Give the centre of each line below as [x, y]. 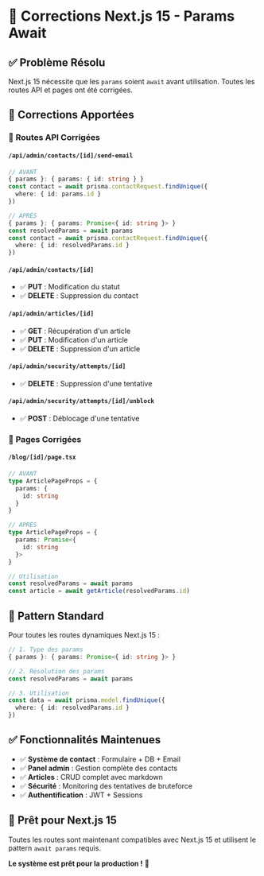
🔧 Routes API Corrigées [54, 138]
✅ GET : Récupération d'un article [75, 331]
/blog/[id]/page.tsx [43, 457]
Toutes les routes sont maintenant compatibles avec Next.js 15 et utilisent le [132, 839]
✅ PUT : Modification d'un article [74, 339]
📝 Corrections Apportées [72, 115]
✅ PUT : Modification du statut [70, 287]
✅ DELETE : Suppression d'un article [80, 348]
